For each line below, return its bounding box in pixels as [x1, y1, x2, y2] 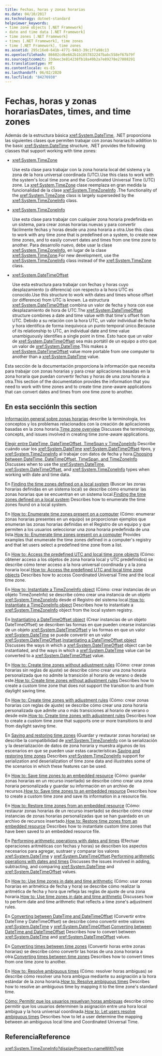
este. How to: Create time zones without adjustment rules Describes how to [5, 677, 154, 683]
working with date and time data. [5, 471, 71, 477]
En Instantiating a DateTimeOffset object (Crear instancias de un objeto [5, 617, 147, 622]
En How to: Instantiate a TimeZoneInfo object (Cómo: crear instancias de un [5, 586, 156, 592]
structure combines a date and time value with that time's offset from [12, 312, 150, 318]
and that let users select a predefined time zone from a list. [5, 542, 122, 548]
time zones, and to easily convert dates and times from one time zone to [12, 237, 156, 243]
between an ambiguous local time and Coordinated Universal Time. [5, 1019, 139, 1024]
